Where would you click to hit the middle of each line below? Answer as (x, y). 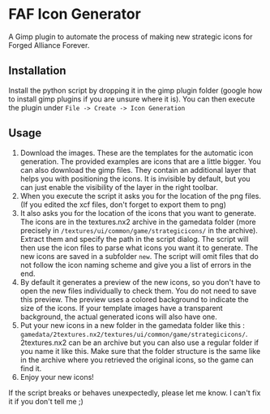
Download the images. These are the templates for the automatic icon (137, 153)
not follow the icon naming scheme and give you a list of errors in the (136, 265)
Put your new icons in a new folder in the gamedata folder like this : (133, 325)
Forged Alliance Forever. (49, 45)
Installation (37, 71)
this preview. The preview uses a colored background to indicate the (134, 299)
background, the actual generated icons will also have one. (118, 317)
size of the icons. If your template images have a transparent (121, 308)
